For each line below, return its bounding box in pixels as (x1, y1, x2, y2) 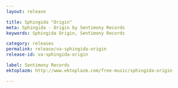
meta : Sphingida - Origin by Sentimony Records (6, 25, 126, 31)
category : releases (6, 40, 54, 47)
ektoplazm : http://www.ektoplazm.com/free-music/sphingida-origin (6, 67, 173, 73)
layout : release (6, 8, 46, 15)
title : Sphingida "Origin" (6, 19, 72, 25)
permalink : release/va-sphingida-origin (6, 46, 107, 52)
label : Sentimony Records (6, 62, 70, 68)
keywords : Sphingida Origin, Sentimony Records (6, 30, 126, 36)
